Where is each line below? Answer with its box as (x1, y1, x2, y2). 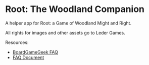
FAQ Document (12, 54, 44, 60)
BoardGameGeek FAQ (12, 49, 58, 55)
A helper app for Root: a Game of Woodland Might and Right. (5, 20, 132, 26)
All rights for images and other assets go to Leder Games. (5, 29, 125, 35)
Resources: (5, 39, 29, 45)
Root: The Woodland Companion (5, 3, 145, 15)
